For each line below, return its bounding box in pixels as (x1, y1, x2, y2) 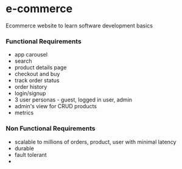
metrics (14, 109, 34, 117)
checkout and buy (14, 71, 60, 78)
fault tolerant (14, 151, 47, 158)
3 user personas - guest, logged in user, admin (14, 96, 132, 103)
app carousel (14, 51, 48, 58)
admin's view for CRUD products (14, 103, 97, 110)
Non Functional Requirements (5, 124, 96, 133)
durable (14, 145, 34, 152)
